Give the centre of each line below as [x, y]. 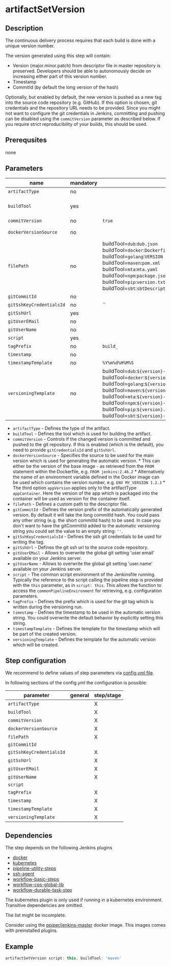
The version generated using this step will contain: [58, 56]
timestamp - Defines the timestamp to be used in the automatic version [87, 612]
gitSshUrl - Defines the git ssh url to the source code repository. [80, 547]
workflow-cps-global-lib [38, 884]
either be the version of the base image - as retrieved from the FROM [83, 466]
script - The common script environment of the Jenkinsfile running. [84, 574]
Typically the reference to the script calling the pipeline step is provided [88, 580]
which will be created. [36, 645]
